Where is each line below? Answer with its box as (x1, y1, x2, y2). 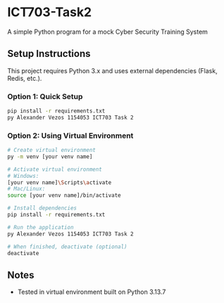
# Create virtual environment (7, 147, 97, 154)
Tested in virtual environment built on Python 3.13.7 (17, 288, 166, 296)
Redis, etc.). (7, 74, 42, 82)
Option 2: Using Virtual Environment (7, 131, 134, 141)
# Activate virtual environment (7, 166, 102, 173)
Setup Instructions (7, 48, 91, 60)
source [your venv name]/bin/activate (7, 192, 121, 199)
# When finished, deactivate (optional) (7, 243, 128, 250)
